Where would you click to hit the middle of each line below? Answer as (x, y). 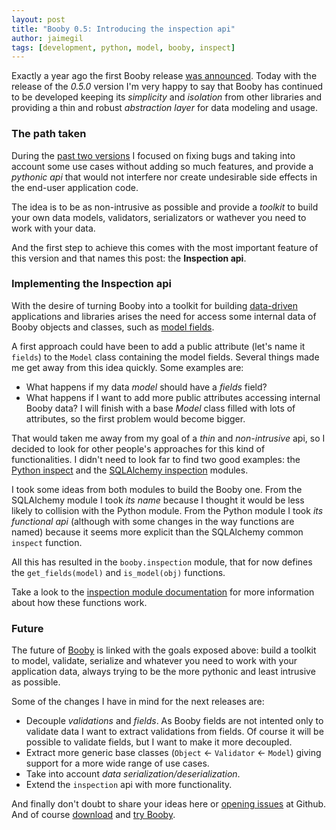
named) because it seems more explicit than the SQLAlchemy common (157, 532)
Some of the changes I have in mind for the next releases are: (138, 702)
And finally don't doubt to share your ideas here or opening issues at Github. (169, 804)
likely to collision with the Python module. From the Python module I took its (167, 510)
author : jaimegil (47, 38)
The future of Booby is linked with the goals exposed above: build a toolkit (164, 650)
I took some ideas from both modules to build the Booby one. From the (157, 489)
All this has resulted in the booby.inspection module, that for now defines (162, 562)
